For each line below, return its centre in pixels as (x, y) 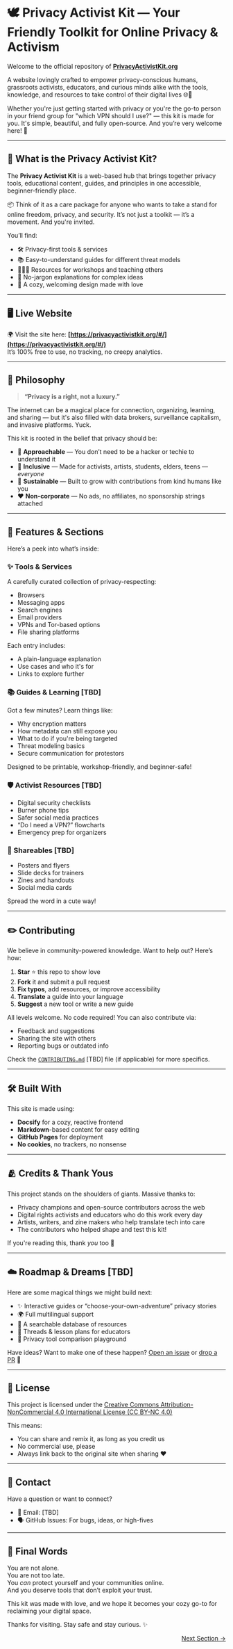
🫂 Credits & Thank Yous (60, 1174)
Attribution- (177, 1405)
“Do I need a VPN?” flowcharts (61, 825)
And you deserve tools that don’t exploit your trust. (80, 1590)
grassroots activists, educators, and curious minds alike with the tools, (108, 87)
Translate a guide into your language (70, 997)
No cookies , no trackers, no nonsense (72, 1144)
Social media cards (44, 888)
